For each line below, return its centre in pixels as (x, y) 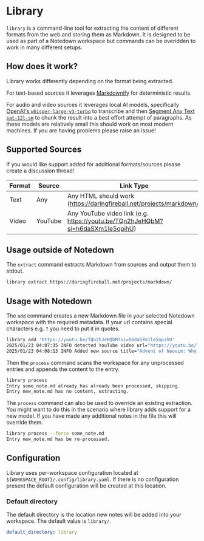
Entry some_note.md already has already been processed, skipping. (93, 386)
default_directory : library (42, 532)
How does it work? (42, 66)
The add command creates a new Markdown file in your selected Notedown (101, 316)
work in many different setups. (45, 47)
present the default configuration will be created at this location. (87, 485)
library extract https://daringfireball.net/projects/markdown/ (89, 282)
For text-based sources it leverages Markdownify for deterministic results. (99, 93)
